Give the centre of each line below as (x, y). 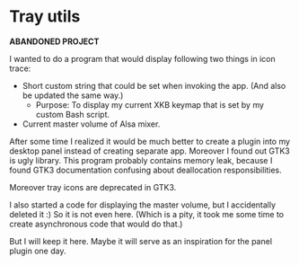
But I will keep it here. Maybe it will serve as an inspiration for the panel (141, 241)
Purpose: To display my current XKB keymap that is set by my (150, 104)
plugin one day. (38, 251)
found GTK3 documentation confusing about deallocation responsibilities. (146, 170)
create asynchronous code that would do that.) (96, 224)
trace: (20, 68)
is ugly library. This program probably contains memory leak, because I (141, 160)
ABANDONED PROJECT (54, 41)
